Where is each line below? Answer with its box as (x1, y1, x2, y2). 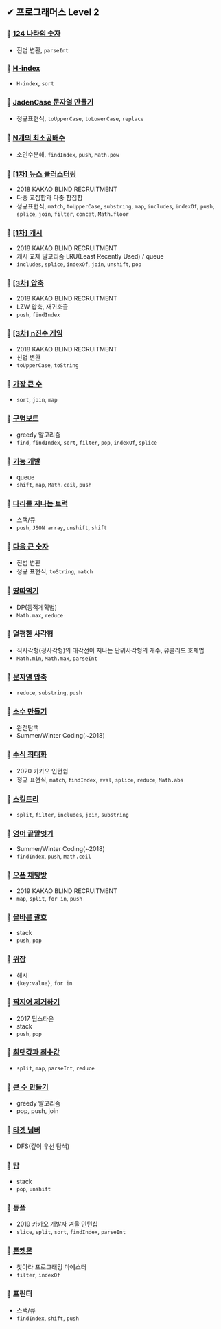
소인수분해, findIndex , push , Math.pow (16, 150, 119, 158)
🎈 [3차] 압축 (6, 278, 44, 288)
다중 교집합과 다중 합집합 (16, 193, 83, 201)
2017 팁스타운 (16, 1014, 54, 1022)
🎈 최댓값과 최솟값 (6, 1048, 60, 1057)
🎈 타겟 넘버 (6, 1125, 40, 1135)
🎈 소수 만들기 (6, 707, 47, 716)
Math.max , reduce (16, 611, 64, 619)
